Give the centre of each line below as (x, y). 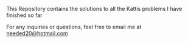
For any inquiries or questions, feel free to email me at (74, 27)
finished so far (24, 15)
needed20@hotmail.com (37, 33)
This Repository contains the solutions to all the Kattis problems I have (94, 9)
